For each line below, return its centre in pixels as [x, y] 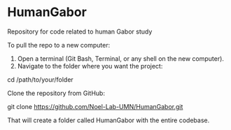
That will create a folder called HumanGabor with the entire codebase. [108, 120]
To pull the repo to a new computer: [59, 45]
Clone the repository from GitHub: [56, 93]
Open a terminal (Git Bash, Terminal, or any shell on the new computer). [120, 58]
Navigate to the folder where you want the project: [90, 66]
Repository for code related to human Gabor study [80, 31]
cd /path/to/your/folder [40, 79]
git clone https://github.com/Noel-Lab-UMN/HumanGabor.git [95, 106]
